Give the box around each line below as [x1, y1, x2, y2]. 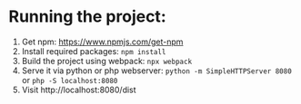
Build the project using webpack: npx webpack [21, 55, 193, 66]
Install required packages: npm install [21, 45, 166, 56]
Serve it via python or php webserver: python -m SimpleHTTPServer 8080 [21, 65, 292, 76]
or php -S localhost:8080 [21, 74, 118, 85]
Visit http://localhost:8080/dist [21, 84, 137, 95]
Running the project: [8, 6, 166, 27]
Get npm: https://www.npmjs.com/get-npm [21, 36, 184, 47]
